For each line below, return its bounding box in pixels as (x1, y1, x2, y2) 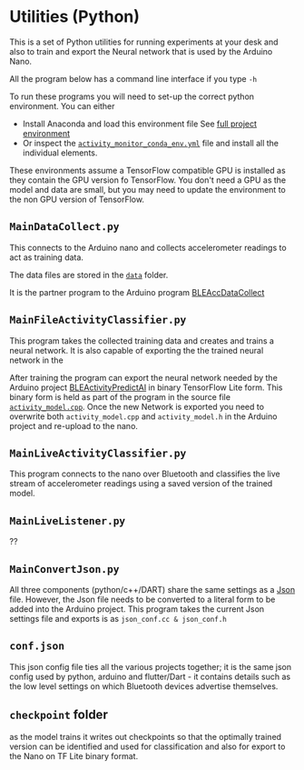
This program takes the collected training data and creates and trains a (9, 335, 275, 346)
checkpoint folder (9, 707, 109, 723)
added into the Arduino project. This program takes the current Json (9, 604, 265, 615)
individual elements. (22, 147, 98, 158)
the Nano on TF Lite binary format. (9, 750, 139, 761)
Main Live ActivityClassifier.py (9, 446, 187, 460)
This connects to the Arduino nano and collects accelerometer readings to (9, 242, 288, 253)
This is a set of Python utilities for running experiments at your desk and (9, 36, 279, 47)
